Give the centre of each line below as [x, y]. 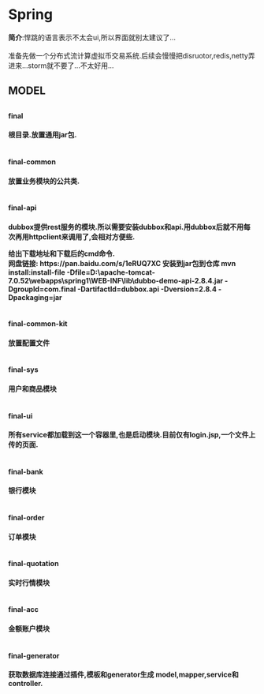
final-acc [24, 610]
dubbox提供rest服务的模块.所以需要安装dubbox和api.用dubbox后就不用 [126, 227]
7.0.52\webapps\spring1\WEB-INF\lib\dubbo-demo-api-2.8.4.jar [116, 280]
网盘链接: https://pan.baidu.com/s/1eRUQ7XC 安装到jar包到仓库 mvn [122, 263]
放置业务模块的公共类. [44, 181]
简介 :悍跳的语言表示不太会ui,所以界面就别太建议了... [92, 37]
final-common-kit [38, 324]
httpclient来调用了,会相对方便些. [82, 236]
